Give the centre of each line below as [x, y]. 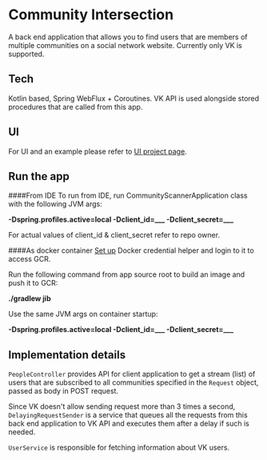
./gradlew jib [30, 298]
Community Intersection [91, 15]
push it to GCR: [33, 283]
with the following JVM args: [55, 204]
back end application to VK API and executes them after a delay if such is [129, 424]
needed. [22, 432]
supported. [26, 54]
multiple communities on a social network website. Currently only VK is [125, 45]
